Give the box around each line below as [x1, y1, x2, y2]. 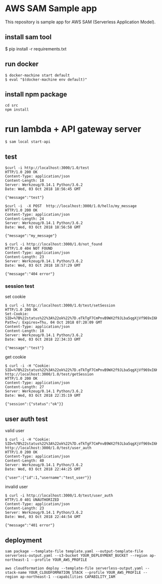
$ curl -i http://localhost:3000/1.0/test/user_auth [5, 493, 113, 498]
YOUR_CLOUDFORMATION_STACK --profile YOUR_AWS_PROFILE [28, 570, 141, 575]
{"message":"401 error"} [5, 523, 55, 528]
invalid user [5, 484, 28, 490]
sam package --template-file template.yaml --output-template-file [5, 549, 144, 554]
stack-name [5, 570, 27, 575]
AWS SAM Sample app [5, 3, 97, 14]
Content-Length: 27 [5, 385, 44, 389]
